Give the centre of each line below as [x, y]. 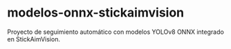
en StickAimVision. [34, 39]
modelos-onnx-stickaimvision [96, 13]
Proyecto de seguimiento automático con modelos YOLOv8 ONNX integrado [116, 32]
